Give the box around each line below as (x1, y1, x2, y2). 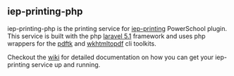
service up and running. (31, 60, 101, 69)
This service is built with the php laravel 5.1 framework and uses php (7, 32, 206, 40)
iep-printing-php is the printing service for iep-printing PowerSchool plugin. (7, 24, 228, 32)
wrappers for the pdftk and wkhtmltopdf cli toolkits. (7, 39, 156, 48)
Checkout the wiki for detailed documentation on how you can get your (7, 53, 214, 61)
